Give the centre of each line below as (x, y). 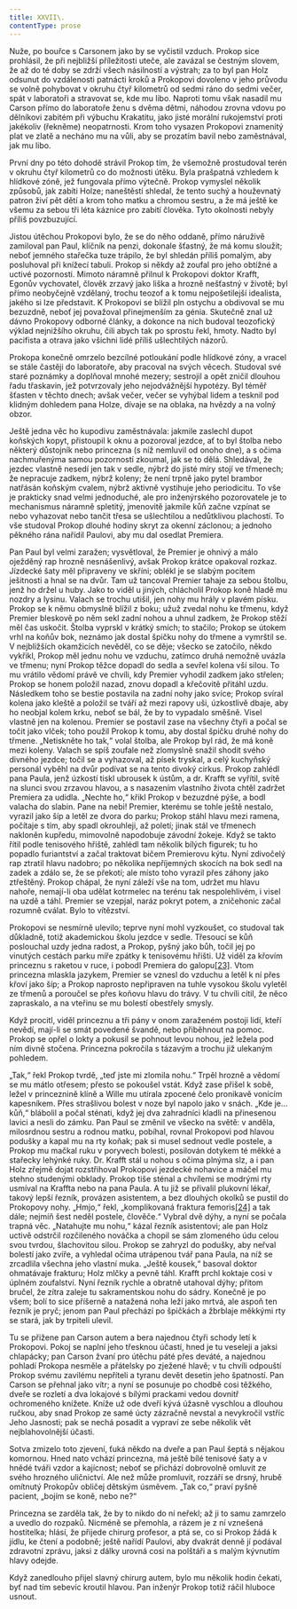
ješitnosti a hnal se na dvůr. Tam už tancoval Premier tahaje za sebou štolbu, (149, 580)
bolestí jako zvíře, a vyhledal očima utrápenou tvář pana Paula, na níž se (141, 1254)
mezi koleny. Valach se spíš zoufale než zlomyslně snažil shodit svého (137, 750)
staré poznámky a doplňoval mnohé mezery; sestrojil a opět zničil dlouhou (145, 376)
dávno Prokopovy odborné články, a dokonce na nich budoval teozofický (142, 321)
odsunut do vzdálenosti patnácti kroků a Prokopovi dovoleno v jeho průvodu (148, 79)
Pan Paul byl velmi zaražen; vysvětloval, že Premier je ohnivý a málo (134, 552)
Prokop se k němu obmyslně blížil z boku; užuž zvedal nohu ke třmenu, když (149, 608)
